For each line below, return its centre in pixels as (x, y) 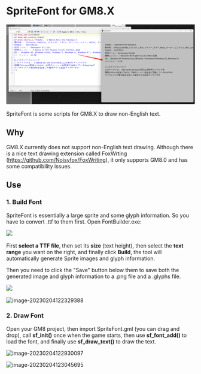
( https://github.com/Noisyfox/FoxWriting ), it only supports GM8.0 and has (97, 159)
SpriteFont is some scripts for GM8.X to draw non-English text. (83, 114)
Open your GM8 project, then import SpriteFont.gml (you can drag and (93, 328)
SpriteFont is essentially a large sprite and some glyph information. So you (98, 215)
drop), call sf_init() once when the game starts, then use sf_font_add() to (97, 335)
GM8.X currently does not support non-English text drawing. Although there (100, 147)
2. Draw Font (25, 316)
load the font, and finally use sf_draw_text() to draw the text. (81, 341)
